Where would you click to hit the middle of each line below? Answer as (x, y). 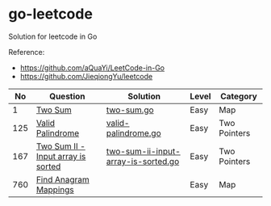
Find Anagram (63, 179)
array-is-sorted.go (143, 161)
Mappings (55, 189)
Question (68, 96)
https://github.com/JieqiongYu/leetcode (86, 76)
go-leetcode (50, 14)
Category (239, 96)
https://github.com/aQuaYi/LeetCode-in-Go (92, 67)
